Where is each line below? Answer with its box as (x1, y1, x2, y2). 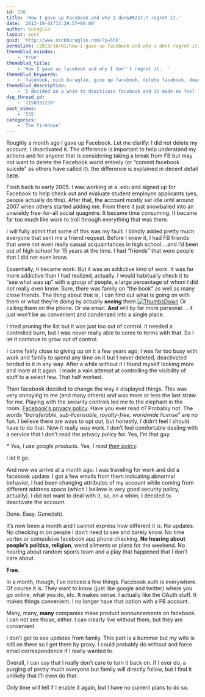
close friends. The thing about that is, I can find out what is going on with (6, 291, 190, 299)
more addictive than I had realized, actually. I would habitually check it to (6, 272, 189, 280)
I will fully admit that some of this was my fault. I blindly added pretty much (6, 228, 195, 235)
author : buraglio (6, 26, 51, 32)
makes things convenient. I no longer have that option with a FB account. (6, 598, 190, 605)
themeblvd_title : (6, 60, 51, 66)
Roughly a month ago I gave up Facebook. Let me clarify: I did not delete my (6, 139, 198, 146)
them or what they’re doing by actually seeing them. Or (6, 298, 187, 305)
